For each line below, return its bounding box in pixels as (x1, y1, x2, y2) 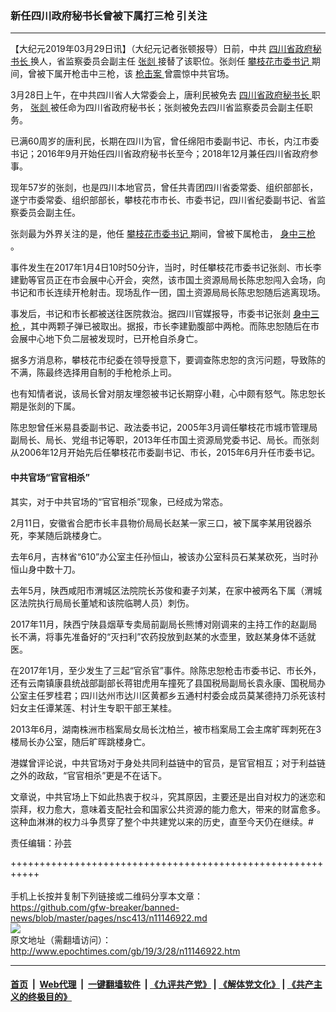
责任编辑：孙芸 (10, 837, 72, 849)
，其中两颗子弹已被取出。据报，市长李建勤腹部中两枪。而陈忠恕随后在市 (21, 320, 320, 332)
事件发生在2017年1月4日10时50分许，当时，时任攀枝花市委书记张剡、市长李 (10, 262, 322, 274)
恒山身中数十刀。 (10, 563, 81, 575)
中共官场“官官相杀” (10, 471, 91, 483)
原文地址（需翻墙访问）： (10, 933, 112, 946)
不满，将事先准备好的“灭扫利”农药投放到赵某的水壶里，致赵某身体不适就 (18, 630, 317, 642)
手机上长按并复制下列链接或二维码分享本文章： (10, 890, 203, 902)
